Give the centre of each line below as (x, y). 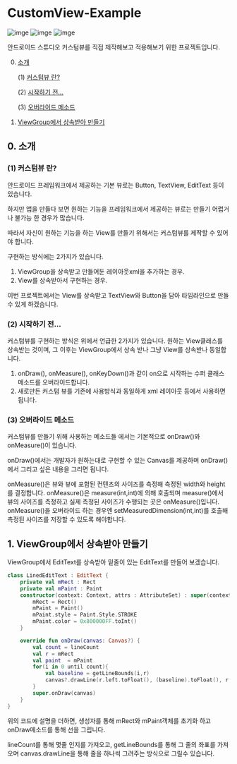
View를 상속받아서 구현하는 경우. (62, 280)
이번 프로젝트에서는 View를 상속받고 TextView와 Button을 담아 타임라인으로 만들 (118, 295)
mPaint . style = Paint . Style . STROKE (85, 615)
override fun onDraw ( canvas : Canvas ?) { (80, 641)
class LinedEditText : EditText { (58, 576)
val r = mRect (53, 654)
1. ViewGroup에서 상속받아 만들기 (78, 544)
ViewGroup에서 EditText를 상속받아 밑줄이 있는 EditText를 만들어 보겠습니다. (114, 562)
